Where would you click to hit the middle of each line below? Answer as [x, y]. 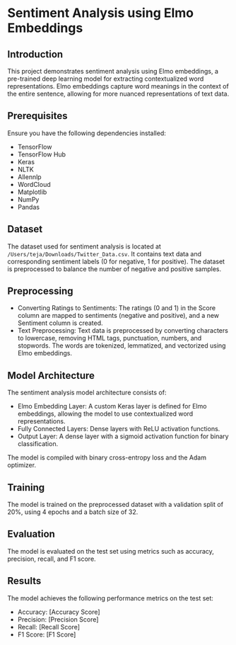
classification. [38, 444]
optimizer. [22, 465]
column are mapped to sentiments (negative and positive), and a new [118, 316]
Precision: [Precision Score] [58, 619]
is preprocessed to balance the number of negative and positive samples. [114, 269]
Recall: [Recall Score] [48, 627]
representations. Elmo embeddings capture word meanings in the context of [118, 86]
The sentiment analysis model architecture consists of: [87, 393]
